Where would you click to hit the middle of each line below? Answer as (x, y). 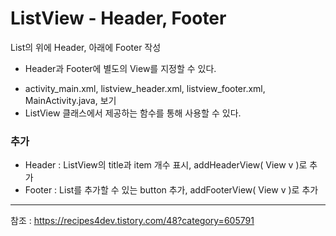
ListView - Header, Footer (118, 18)
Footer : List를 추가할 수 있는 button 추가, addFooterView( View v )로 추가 (171, 190)
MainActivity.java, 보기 (70, 100)
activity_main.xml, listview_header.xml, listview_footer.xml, (145, 88)
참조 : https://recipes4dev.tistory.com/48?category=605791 (132, 221)
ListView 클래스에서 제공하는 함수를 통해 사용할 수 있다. (133, 113)
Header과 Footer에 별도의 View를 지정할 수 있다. (120, 68)
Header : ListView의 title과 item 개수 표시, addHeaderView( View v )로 (166, 165)
